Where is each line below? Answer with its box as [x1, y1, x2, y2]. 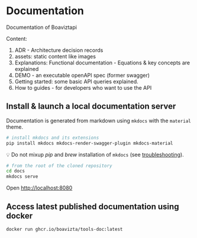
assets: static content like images [14, 53, 96, 60]
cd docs [6, 168, 25, 174]
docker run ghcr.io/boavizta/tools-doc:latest [6, 226, 123, 232]
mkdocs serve [6, 174, 38, 180]
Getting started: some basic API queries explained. [14, 78, 139, 85]
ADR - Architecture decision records [14, 46, 104, 54]
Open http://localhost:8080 [6, 184, 73, 191]
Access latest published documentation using [6, 201, 179, 211]
